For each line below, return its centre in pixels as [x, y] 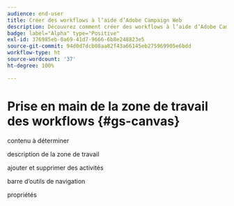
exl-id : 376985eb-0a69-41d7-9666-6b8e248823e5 [76, 40]
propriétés [22, 194]
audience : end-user [36, 14]
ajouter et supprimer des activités [55, 168]
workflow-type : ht [34, 53]
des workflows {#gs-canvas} [94, 121]
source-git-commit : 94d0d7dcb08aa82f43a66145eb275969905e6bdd [99, 46]
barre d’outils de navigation [46, 181]
